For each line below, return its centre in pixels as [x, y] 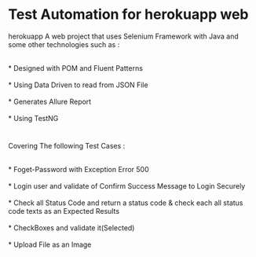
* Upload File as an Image [50, 244]
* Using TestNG [33, 118]
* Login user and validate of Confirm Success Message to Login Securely [127, 186]
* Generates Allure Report [50, 101]
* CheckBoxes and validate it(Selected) [71, 228]
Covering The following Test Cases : [67, 146]
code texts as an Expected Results [64, 211]
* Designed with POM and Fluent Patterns [76, 68]
